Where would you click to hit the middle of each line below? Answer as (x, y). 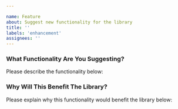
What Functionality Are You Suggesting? (65, 59)
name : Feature (23, 16)
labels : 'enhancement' (34, 33)
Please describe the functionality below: (55, 71)
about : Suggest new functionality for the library (69, 22)
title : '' (18, 28)
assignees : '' (23, 39)
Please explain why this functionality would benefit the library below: (89, 100)
